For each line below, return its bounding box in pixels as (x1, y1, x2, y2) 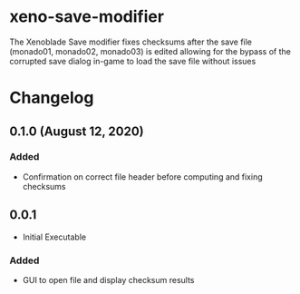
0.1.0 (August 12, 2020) (9, 123, 144, 139)
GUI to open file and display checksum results (22, 274, 195, 285)
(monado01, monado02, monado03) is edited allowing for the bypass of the (9, 45, 292, 56)
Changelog (9, 88, 94, 108)
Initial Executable (22, 231, 87, 242)
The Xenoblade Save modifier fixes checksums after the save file (9, 36, 252, 47)
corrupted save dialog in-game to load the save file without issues (9, 55, 256, 66)
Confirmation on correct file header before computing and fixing (22, 171, 263, 182)
